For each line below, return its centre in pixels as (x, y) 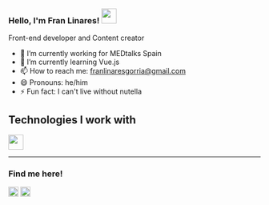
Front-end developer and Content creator (76, 38)
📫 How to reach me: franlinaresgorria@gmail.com (103, 71)
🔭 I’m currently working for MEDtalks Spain (90, 54)
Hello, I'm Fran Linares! (54, 20)
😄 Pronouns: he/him (54, 82)
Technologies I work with (72, 120)
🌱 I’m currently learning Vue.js (70, 62)
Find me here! (36, 174)
